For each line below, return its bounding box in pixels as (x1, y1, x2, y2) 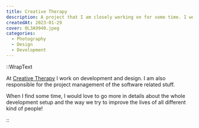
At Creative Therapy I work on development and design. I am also (6, 74, 166, 81)
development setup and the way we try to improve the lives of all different (6, 99, 186, 106)
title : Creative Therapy (6, 8, 68, 15)
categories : (6, 31, 36, 37)
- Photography (11, 36, 46, 42)
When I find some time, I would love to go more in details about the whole (6, 92, 185, 99)
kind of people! (6, 104, 43, 112)
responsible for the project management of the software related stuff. (6, 81, 175, 88)
